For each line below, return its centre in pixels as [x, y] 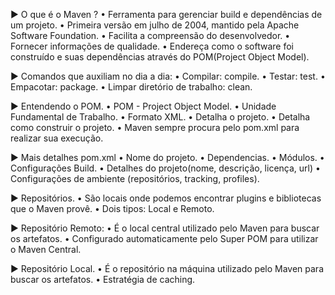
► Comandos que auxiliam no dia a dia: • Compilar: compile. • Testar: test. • [168, 76]
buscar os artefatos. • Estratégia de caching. [103, 279]
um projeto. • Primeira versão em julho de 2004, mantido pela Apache [155, 25]
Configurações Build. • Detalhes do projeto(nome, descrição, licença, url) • [165, 168]
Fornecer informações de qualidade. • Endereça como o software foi [152, 46]
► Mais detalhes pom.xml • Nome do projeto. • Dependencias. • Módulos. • [167, 157]
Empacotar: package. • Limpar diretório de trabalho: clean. [131, 87]
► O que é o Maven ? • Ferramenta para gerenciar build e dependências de [166, 14]
